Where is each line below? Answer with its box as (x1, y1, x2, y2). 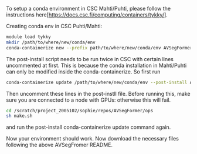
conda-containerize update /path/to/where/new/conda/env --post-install (6, 79, 188, 85)
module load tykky (6, 34, 51, 40)
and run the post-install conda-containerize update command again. (6, 123, 171, 131)
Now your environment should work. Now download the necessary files (6, 135, 179, 142)
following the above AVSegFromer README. (6, 141, 113, 149)
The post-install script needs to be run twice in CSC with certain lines (6, 55, 174, 62)
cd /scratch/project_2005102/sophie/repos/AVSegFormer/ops (6, 108, 154, 113)
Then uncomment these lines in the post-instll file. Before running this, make (6, 90, 191, 97)
